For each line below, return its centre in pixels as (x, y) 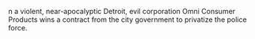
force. (18, 28)
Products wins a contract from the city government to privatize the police (127, 19)
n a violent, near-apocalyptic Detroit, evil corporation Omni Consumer (122, 11)
